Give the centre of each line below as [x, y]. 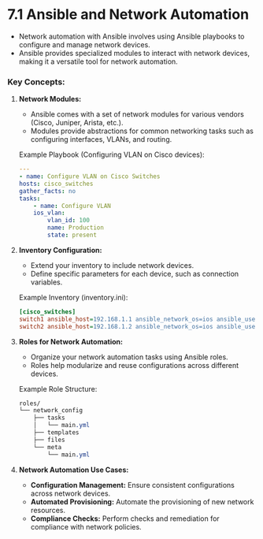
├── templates [56, 433]
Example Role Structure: [58, 388]
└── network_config [51, 411]
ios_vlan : [49, 213]
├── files [49, 440]
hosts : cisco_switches [56, 184]
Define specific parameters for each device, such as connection [135, 273]
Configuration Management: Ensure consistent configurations [133, 485]
